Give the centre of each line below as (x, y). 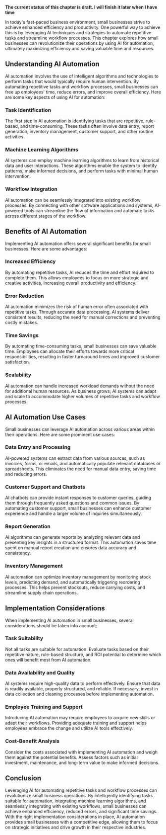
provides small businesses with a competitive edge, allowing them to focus (82, 822)
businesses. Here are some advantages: (46, 249)
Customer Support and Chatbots (45, 487)
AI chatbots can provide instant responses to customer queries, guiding (78, 498)
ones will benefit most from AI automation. (48, 660)
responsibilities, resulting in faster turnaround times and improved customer (83, 357)
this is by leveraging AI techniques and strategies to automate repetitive (78, 33)
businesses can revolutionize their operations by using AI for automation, (80, 43)
